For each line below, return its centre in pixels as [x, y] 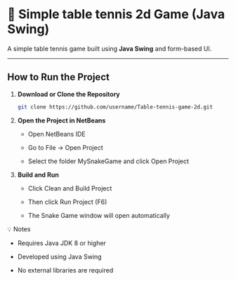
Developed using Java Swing [59, 256]
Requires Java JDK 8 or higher [62, 243]
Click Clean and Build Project [70, 188]
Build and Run [38, 174]
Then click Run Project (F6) [67, 202]
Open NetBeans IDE [57, 134]
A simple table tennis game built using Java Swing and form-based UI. [110, 48]
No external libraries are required [65, 270]
